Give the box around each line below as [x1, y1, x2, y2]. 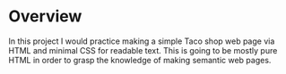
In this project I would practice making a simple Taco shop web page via [8, 36, 275, 46]
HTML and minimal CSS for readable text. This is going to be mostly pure [8, 45, 278, 55]
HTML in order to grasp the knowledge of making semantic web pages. [8, 54, 272, 65]
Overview [8, 6, 82, 27]
